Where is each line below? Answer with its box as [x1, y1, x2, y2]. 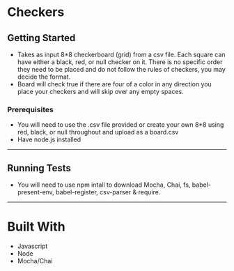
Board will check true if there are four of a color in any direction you [17, 80, 212, 88]
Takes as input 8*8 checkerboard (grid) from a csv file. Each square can [17, 50, 226, 59]
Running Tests [7, 162, 71, 174]
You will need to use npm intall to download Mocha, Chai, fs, [17, 180, 191, 189]
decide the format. [17, 72, 71, 81]
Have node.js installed [17, 135, 81, 144]
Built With [7, 219, 65, 235]
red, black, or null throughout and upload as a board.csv [17, 128, 179, 137]
